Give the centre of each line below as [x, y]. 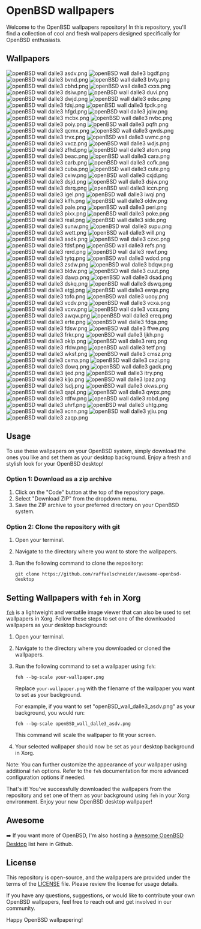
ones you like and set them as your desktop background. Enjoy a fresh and [98, 457]
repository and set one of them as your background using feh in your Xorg [98, 795]
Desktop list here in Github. [40, 844]
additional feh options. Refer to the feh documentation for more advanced [97, 771]
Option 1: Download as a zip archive [59, 479]
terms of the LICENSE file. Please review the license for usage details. [92, 883]
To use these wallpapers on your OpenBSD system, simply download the [96, 451]
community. [21, 908]
